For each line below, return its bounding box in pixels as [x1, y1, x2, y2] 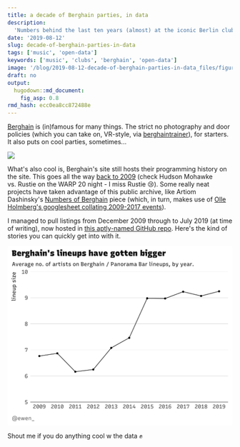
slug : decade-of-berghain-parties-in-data [7, 41, 136, 49]
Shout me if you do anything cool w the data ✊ [7, 432, 143, 441]
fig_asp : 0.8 [20, 94, 59, 101]
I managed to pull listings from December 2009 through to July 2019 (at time [7, 216, 233, 225]
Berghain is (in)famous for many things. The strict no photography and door [7, 122, 231, 131]
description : [7, 19, 46, 26]
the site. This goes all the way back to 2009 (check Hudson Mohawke [7, 172, 213, 181]
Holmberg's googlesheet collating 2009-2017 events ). [7, 203, 166, 211]
